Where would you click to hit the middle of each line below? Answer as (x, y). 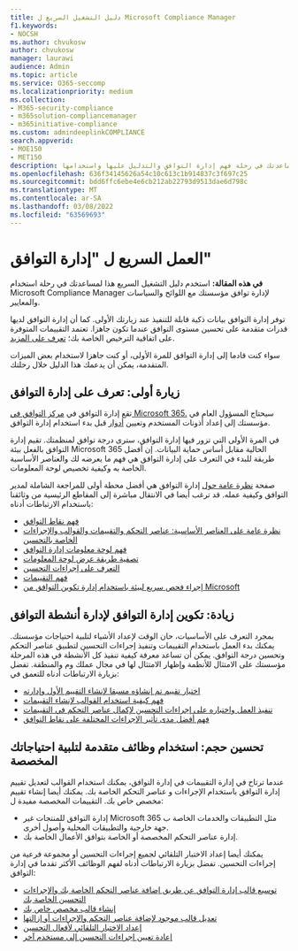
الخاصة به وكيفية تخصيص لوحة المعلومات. (78, 468)
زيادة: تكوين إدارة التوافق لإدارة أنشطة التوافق (122, 614)
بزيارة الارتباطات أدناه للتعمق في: (65, 674)
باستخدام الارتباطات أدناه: (52, 504)
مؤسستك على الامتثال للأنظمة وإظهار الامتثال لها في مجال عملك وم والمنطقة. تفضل (148, 664)
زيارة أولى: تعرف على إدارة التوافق (95, 391)
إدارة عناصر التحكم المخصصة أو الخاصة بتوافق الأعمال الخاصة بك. (130, 836)
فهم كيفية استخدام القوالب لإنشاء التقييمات (93, 701)
